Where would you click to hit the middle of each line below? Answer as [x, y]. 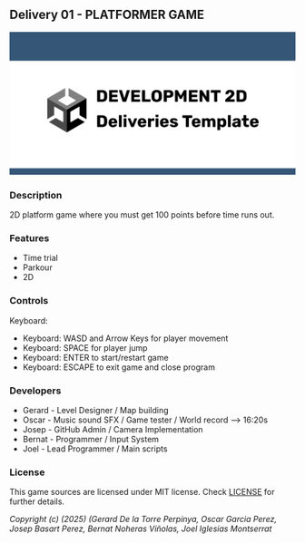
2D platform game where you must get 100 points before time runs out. [142, 215]
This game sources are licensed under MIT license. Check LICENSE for [142, 492]
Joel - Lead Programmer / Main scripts [95, 449]
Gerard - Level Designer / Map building [96, 410]
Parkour [37, 267]
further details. [37, 501]
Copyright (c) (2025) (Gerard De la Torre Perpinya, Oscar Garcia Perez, [143, 519]
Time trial [40, 258]
